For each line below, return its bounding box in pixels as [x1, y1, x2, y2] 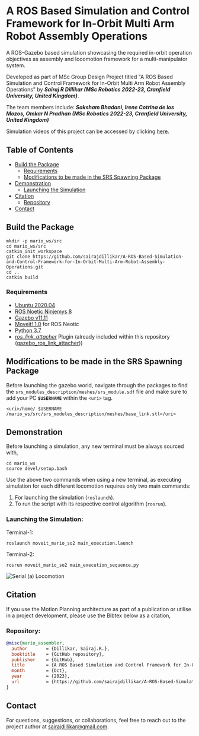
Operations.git [6, 264, 44, 270]
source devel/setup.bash [6, 466, 68, 472]
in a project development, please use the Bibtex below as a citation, [6, 612, 171, 619]
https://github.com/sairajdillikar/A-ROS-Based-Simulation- [32, 254, 184, 260]
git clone [6, 254, 31, 260]
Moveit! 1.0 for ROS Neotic [14, 320, 79, 327]
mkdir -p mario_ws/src [6, 238, 62, 244]
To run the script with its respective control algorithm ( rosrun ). [14, 500, 167, 507]
